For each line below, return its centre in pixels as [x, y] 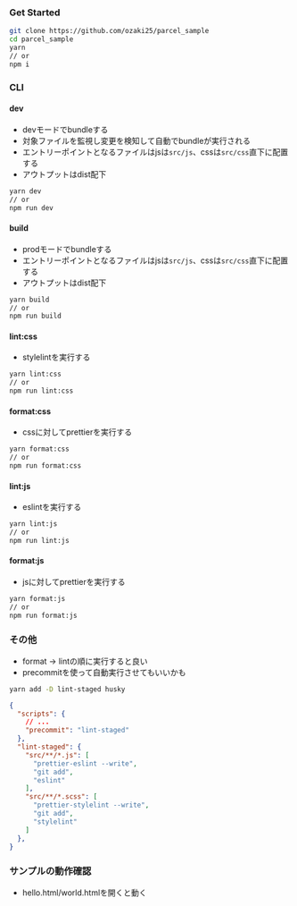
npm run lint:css [41, 391]
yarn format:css [39, 449]
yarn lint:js [33, 524]
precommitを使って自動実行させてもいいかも [104, 672]
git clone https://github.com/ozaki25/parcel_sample [109, 31]
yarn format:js [37, 598]
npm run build [36, 316]
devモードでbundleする [65, 129]
